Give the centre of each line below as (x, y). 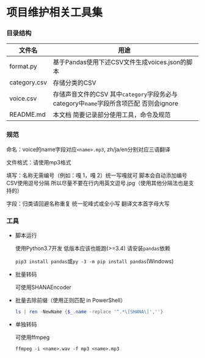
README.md (27, 115)
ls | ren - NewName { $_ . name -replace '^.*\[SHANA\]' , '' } (89, 312)
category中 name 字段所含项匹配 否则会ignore (116, 103)
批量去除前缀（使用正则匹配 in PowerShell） (70, 301)
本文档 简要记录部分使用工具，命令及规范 (112, 115)
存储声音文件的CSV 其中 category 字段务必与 (115, 94)
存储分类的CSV (74, 83)
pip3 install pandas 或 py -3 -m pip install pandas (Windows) (94, 261)
